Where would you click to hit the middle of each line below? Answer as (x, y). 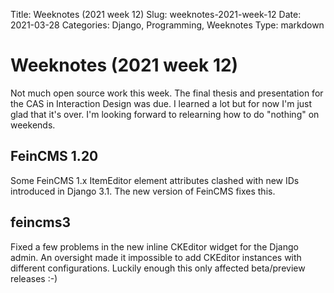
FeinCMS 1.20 (54, 156)
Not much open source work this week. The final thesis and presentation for (167, 93)
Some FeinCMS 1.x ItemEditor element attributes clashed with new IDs (155, 180)
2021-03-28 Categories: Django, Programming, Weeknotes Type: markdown (167, 25)
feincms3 (41, 222)
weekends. (33, 125)
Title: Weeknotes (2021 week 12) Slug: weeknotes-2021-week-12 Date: (156, 14)
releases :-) (34, 278)
